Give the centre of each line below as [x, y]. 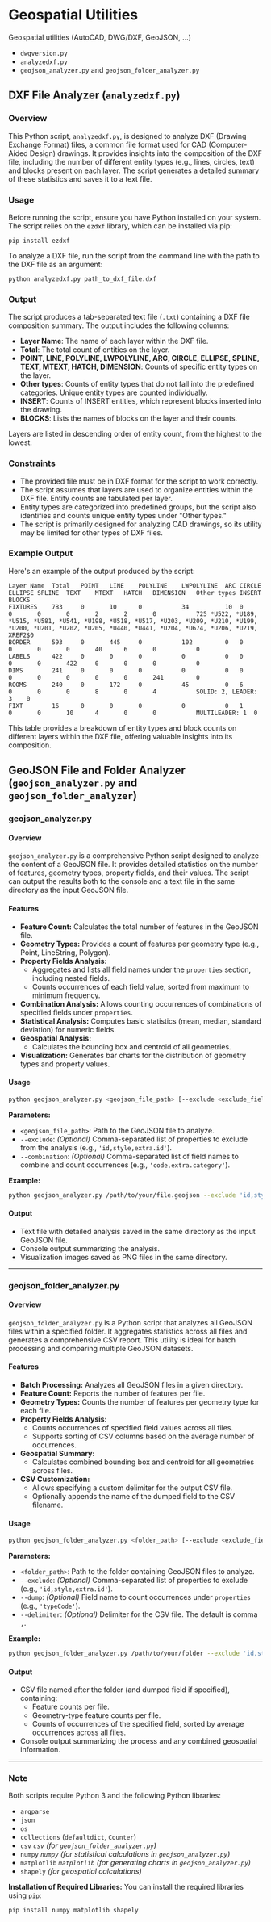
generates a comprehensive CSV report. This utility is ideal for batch [122, 1340]
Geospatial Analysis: [56, 1038]
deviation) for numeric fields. [68, 1029]
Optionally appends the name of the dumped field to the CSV [133, 1497]
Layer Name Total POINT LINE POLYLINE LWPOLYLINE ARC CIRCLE [135, 586]
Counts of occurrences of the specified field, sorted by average [138, 1724]
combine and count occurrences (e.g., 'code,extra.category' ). [125, 1165]
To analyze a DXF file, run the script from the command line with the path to [134, 255]
